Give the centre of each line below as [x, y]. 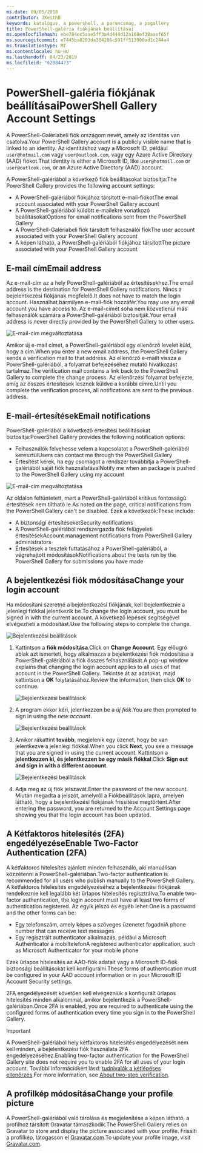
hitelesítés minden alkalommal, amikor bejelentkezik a [73, 999]
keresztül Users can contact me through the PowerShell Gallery [94, 455]
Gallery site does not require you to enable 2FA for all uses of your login [96, 1062]
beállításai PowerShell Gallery [82, 105]
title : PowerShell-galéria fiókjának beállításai [70, 29]
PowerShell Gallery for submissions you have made [79, 562]
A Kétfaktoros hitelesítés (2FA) [65, 834]
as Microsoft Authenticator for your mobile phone [77, 950]
